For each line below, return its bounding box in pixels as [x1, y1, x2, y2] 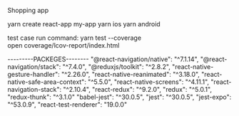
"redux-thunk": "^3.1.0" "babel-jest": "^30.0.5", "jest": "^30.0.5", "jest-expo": [7, 93, 232, 101]
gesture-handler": [7, 70, 60, 78]
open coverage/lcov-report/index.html [7, 41, 120, 49]
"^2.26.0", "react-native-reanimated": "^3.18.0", [61, 70, 200, 78]
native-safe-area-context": [7, 78, 87, 86]
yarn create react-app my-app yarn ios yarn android [7, 20, 161, 28]
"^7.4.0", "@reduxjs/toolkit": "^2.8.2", [62, 63, 171, 70]
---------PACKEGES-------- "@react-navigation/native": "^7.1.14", [7, 55, 199, 63]
